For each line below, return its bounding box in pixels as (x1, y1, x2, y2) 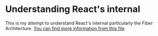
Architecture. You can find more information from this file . (5, 25, 126, 31)
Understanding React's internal (5, 3, 141, 15)
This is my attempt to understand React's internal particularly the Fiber (5, 20, 153, 26)
